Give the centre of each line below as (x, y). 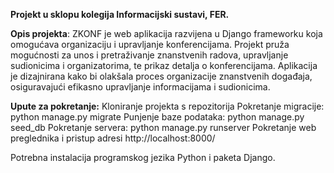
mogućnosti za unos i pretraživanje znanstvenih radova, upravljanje (149, 55)
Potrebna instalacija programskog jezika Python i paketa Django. (143, 157)
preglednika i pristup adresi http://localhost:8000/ (113, 138)
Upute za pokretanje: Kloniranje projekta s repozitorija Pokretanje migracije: (167, 106)
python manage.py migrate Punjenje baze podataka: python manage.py (157, 117)
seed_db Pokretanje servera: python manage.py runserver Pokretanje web (163, 127)
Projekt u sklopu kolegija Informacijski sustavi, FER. (120, 14)
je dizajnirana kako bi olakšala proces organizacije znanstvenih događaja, (161, 76)
